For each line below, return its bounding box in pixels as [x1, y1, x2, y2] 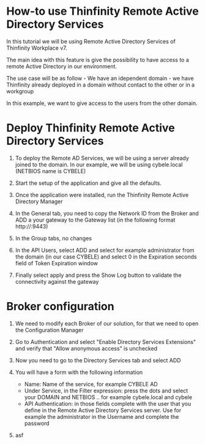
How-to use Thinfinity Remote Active [6, 4, 199, 18]
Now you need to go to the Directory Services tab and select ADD [15, 356, 181, 364]
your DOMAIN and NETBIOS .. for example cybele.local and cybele [24, 393, 193, 400]
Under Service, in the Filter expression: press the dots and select [24, 387, 188, 394]
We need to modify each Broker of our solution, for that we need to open [15, 319, 199, 327]
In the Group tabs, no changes [15, 235, 92, 242]
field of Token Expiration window [15, 259, 99, 267]
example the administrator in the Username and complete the [24, 413, 179, 420]
